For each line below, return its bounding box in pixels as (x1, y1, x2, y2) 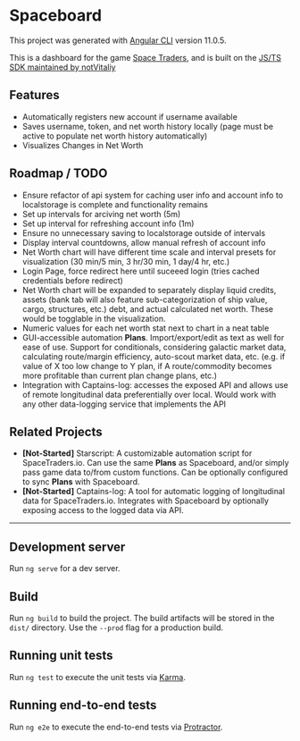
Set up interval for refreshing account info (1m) (21, 218, 195, 229)
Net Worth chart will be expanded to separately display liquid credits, (21, 284, 277, 295)
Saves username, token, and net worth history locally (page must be (21, 121, 274, 131)
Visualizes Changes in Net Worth (21, 139, 144, 150)
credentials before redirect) (21, 274, 123, 286)
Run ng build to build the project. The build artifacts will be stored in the (9, 613, 275, 623)
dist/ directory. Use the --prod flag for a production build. (9, 622, 223, 633)
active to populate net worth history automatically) (21, 131, 208, 141)
